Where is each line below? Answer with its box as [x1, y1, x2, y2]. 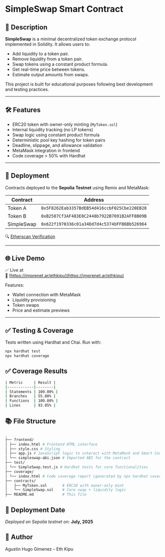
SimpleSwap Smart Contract [5, 3, 124, 15]
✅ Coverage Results [5, 367, 68, 376]
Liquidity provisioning [12, 297, 56, 303]
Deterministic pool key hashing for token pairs [12, 137, 106, 143]
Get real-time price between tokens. [12, 66, 86, 72]
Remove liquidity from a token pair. [12, 56, 83, 62]
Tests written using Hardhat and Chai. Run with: [5, 339, 102, 345]
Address [83, 196, 104, 203]
